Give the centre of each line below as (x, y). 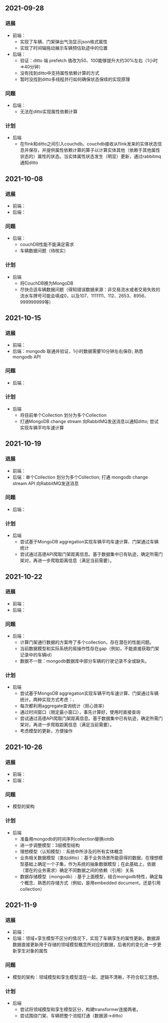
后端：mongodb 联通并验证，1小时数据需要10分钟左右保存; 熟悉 (78, 351)
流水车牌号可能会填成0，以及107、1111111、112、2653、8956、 (84, 296)
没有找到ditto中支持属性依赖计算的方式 (59, 73)
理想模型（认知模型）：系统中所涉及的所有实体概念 (71, 851)
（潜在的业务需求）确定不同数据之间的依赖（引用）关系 (77, 870)
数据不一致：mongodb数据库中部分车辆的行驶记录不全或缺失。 (84, 661)
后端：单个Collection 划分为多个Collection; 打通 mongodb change (80, 477)
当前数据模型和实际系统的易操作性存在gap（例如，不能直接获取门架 (89, 649)
